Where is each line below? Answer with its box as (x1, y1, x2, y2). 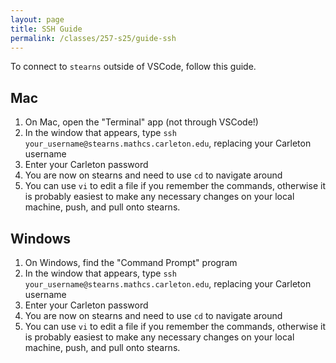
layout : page (10, 14, 65, 25)
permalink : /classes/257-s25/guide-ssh (10, 33, 177, 43)
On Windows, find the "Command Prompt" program (24, 257, 238, 268)
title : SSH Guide (10, 24, 83, 34)
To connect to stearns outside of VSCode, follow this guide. (10, 61, 257, 73)
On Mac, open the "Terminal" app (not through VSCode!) (24, 116, 259, 128)
